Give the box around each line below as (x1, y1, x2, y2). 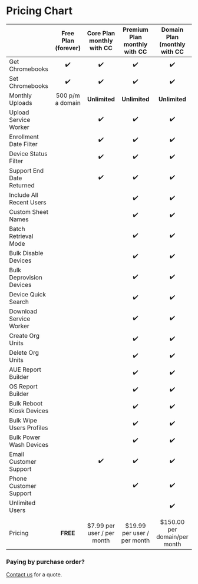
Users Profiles (9, 423, 48, 431)
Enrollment (9, 133, 39, 141)
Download (9, 307, 37, 315)
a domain (55, 98, 81, 107)
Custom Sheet (9, 207, 49, 216)
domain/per (156, 532, 189, 540)
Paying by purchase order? (6, 557, 85, 566)
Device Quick (9, 290, 46, 298)
